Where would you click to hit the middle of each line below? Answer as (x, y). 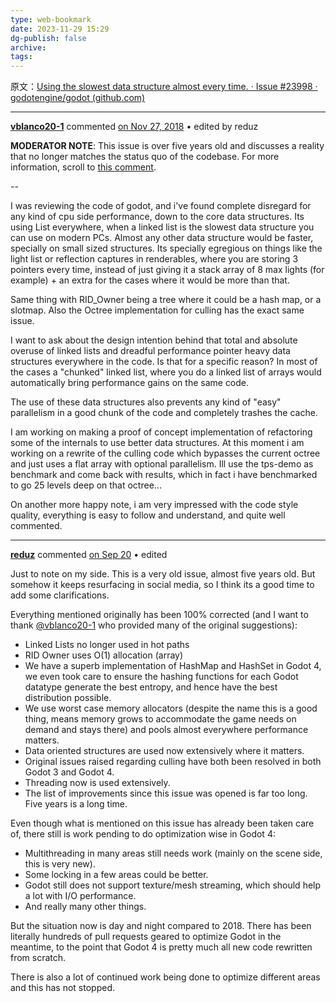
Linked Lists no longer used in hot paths (107, 645)
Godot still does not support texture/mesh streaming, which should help (173, 885)
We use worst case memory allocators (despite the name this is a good (171, 708)
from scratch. (38, 958)
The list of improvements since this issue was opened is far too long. (166, 793)
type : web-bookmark (51, 19)
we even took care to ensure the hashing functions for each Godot (161, 677)
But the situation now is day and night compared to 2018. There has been (161, 926)
